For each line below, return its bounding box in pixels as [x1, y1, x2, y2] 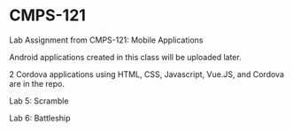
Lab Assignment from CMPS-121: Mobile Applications [9, 35, 204, 45]
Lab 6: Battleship [9, 113, 71, 123]
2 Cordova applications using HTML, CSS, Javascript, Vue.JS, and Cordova [9, 68, 285, 80]
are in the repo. [9, 78, 65, 89]
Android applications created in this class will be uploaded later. [9, 51, 242, 62]
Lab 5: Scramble [9, 95, 69, 106]
